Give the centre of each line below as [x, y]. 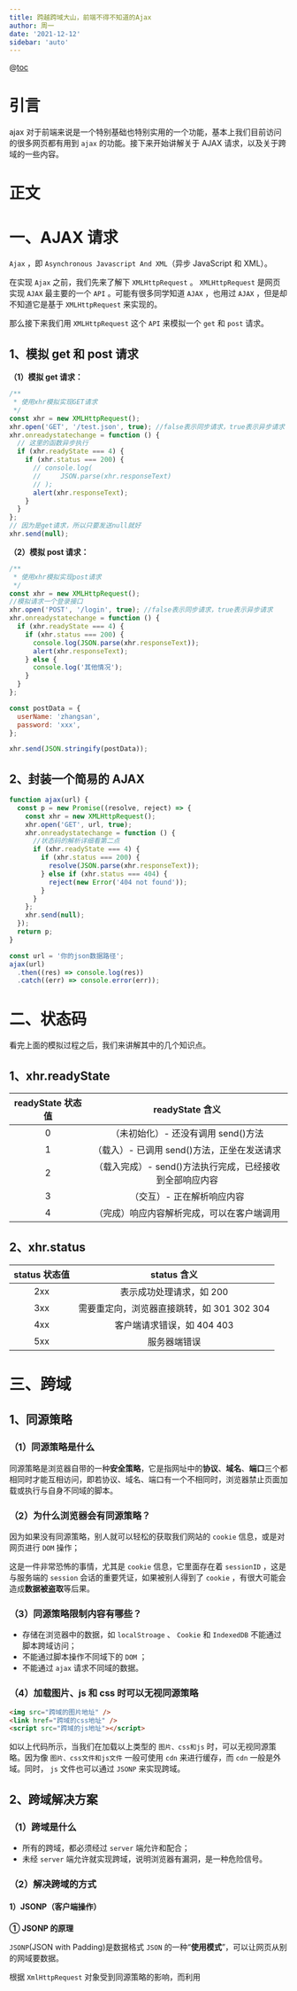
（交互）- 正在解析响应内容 [187, 1197]
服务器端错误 [174, 1341]
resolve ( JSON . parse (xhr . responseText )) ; [124, 866]
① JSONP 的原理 [41, 1928]
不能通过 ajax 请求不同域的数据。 [83, 1668]
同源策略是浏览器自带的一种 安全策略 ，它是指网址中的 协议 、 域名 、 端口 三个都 [148, 1468]
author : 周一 [32, 26]
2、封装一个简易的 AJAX [77, 779]
